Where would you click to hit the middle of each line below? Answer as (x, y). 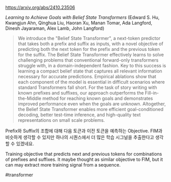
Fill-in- (152, 93)
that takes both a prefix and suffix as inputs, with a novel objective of (91, 44)
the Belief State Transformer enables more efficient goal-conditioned (91, 109)
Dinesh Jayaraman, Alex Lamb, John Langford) (55, 28)
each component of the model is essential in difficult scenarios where (91, 82)
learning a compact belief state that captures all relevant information (90, 71)
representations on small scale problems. (61, 120)
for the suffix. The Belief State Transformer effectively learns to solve (91, 54)
